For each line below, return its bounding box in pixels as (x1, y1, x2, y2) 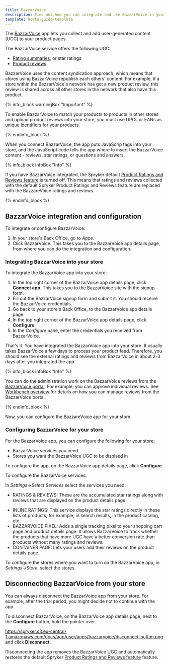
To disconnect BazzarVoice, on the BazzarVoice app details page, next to (5, 613, 157, 619)
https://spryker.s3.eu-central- (5, 628, 67, 634)
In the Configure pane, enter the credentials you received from (12, 327, 142, 334)
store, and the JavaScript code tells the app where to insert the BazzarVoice (5, 147, 163, 153)
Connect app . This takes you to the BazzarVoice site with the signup (12, 285, 155, 291)
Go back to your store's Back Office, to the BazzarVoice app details (12, 306, 152, 312)
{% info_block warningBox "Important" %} (5, 102, 93, 108)
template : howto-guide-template (5, 17, 73, 22)
